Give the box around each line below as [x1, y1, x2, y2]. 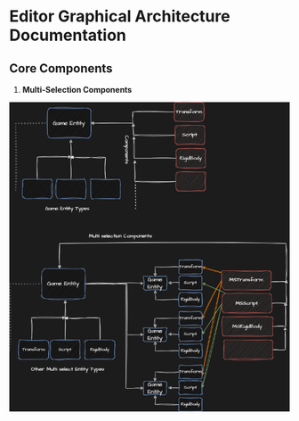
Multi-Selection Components [21, 85, 133, 95]
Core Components [9, 61, 113, 76]
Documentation [9, 25, 127, 45]
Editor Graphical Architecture [9, 6, 230, 27]
